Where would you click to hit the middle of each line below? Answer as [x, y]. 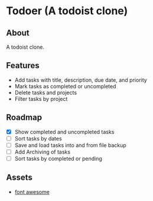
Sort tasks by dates [38, 138]
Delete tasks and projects [46, 92]
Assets [19, 178]
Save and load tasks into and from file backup [71, 145]
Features [23, 66]
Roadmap [24, 118]
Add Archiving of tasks [43, 152]
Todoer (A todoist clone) [67, 11]
